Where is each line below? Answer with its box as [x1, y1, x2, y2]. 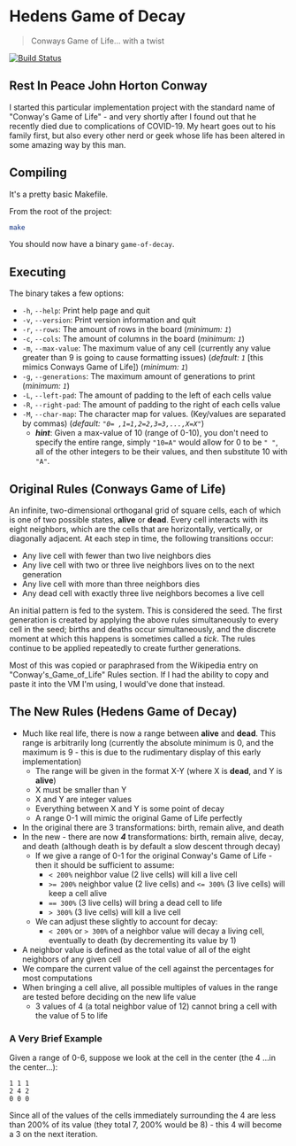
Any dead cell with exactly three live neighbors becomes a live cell [21, 588, 265, 599]
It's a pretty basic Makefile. [9, 189, 109, 199]
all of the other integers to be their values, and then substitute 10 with [34, 446, 288, 457]
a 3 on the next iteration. [9, 1129, 99, 1140]
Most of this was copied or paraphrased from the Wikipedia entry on [9, 660, 259, 670]
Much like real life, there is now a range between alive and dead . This [21, 728, 277, 739]
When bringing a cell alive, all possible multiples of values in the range [21, 981, 278, 993]
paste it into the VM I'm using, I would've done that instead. [9, 679, 225, 690]
